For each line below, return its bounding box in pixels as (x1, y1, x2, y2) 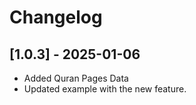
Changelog (9, 6, 103, 29)
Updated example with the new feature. (23, 83, 187, 95)
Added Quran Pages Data (23, 72, 129, 84)
